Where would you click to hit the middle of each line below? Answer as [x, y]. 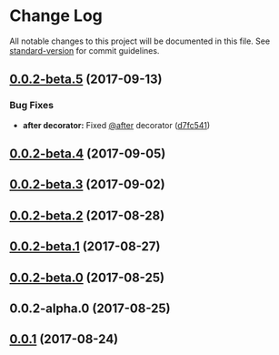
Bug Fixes [32, 106]
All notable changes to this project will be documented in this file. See [140, 41]
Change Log [56, 16]
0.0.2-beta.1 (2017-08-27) [85, 247]
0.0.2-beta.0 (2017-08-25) [87, 277]
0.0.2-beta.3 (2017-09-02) [87, 184]
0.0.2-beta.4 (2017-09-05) [88, 154]
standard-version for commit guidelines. [85, 50]
